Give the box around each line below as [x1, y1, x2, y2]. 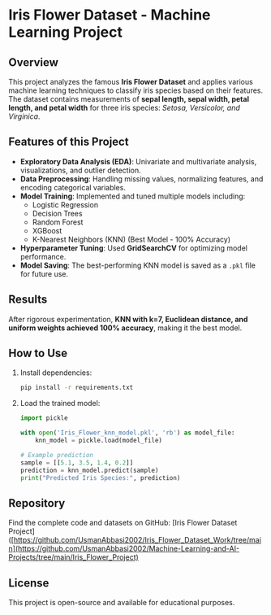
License [8, 576, 49, 590]
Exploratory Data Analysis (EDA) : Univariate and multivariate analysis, [19, 156, 257, 166]
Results [8, 293, 48, 307]
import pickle [19, 414, 68, 422]
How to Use [8, 347, 68, 360]
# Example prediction [19, 451, 93, 459]
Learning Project [8, 23, 123, 41]
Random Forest [32, 217, 84, 227]
